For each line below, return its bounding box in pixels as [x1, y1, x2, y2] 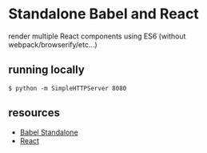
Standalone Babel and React [8, 5, 200, 23]
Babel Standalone [19, 127, 78, 137]
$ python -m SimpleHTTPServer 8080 [8, 84, 127, 92]
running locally [8, 63, 86, 77]
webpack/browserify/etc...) [8, 39, 98, 49]
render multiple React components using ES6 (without [8, 31, 186, 41]
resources [8, 106, 60, 120]
